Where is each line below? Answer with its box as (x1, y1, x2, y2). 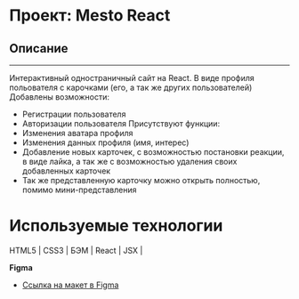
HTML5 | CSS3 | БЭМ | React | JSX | (9, 245, 143, 255)
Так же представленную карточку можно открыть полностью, (21, 175, 261, 185)
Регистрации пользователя (21, 109, 126, 119)
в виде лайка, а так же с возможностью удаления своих (21, 157, 238, 166)
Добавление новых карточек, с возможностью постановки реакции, (21, 147, 285, 157)
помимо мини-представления (21, 184, 137, 195)
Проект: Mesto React (9, 5, 171, 26)
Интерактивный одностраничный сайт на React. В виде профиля (9, 73, 255, 83)
